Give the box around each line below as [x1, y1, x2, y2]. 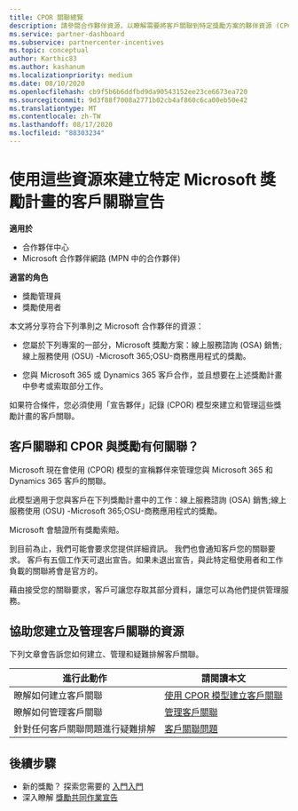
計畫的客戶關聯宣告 [25, 192, 166, 212]
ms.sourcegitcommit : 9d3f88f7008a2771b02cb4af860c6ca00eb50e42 [9, 95, 248, 105]
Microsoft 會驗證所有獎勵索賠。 [9, 524, 124, 535]
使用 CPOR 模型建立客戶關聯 [164, 689, 284, 702]
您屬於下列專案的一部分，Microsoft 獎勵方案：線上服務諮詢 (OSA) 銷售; [21, 339, 282, 350]
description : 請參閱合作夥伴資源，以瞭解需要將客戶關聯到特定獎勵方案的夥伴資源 [9, 21, 272, 30]
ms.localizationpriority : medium [9, 71, 133, 80]
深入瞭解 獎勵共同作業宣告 [21, 792, 118, 803]
